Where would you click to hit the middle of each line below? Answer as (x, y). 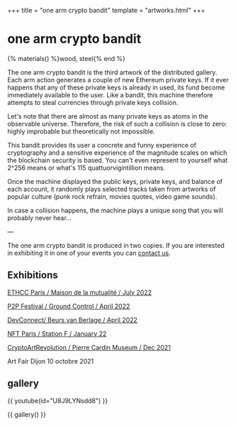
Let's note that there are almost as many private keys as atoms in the (108, 116)
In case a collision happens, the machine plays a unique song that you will (115, 210)
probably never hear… (40, 218)
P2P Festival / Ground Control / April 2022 (69, 306)
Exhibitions (33, 275)
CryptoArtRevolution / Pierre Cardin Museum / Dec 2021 (89, 347)
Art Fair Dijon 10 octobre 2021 (51, 361)
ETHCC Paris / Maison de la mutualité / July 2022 (80, 292)
